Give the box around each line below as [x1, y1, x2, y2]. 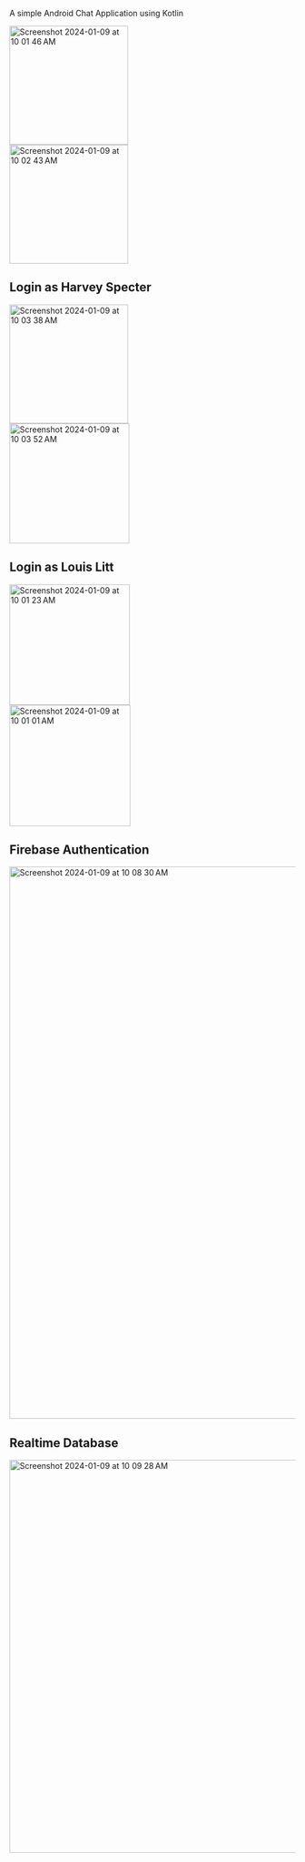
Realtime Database [9, 1435, 119, 1451]
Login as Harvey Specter [9, 279, 152, 295]
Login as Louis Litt [9, 560, 114, 575]
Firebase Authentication [9, 842, 150, 858]
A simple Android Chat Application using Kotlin [9, 8, 184, 18]
